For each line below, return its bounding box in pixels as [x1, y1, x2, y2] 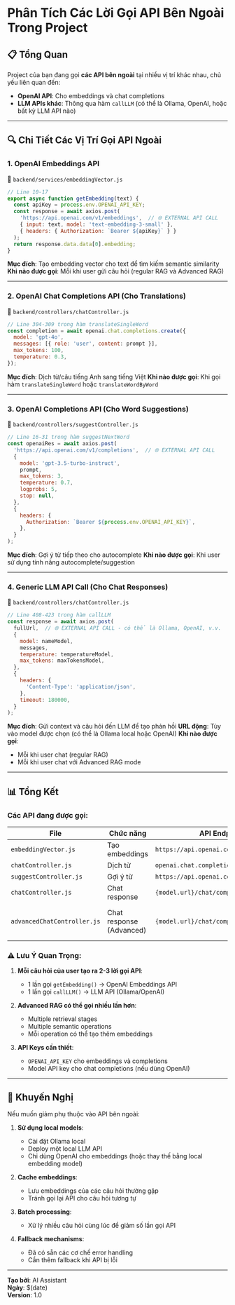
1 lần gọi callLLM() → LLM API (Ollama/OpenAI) [27, 987, 165, 996]
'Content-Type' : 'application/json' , [25, 683, 136, 690]
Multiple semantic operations [27, 1022, 112, 1031]
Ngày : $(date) [7, 1283, 48, 1292]
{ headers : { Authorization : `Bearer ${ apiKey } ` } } [20, 227, 177, 234]
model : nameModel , [20, 637, 73, 644]
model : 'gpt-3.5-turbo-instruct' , [20, 459, 120, 467]
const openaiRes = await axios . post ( [7, 440, 117, 447]
